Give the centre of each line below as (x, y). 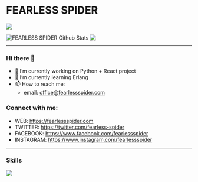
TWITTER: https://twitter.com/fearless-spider (70, 127)
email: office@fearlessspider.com (64, 93)
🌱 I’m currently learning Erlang (51, 77)
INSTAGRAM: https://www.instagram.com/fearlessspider (83, 139)
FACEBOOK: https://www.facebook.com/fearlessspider (81, 133)
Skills (14, 160)
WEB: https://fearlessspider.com (54, 121)
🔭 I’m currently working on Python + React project (75, 71)
